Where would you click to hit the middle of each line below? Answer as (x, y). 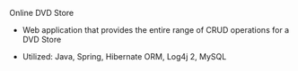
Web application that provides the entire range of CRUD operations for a (156, 30)
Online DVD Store (42, 13)
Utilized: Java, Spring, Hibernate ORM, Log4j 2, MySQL (124, 56)
